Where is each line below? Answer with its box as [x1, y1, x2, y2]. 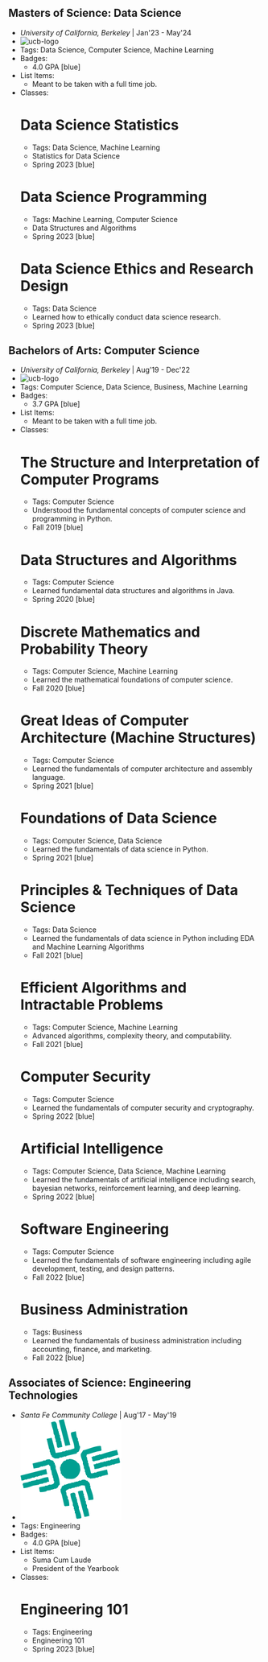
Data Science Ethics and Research [19, 259, 254, 278]
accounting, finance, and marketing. [31, 1344, 152, 1354]
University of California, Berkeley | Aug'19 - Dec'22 [19, 365, 191, 375]
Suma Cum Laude [31, 1555, 92, 1565]
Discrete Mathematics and [19, 623, 201, 641]
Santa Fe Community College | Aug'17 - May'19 [19, 1410, 177, 1420]
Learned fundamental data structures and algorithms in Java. [31, 586, 235, 596]
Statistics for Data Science [31, 151, 121, 160]
